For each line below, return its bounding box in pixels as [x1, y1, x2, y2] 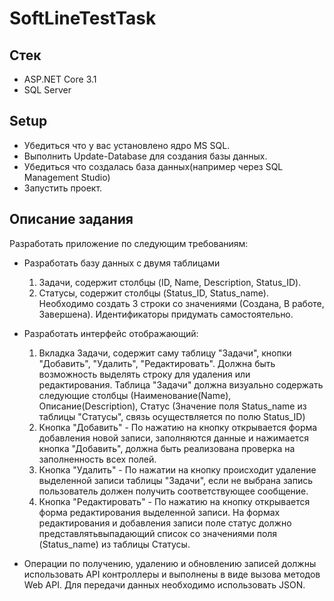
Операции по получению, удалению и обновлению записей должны [23, 557, 317, 569]
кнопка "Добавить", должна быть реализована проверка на [38, 442, 296, 454]
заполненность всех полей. [38, 453, 157, 465]
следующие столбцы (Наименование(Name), [38, 389, 232, 401]
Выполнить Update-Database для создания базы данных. [23, 150, 268, 162]
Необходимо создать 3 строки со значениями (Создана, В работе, [38, 297, 325, 309]
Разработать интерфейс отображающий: [23, 327, 199, 339]
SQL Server [23, 84, 72, 96]
